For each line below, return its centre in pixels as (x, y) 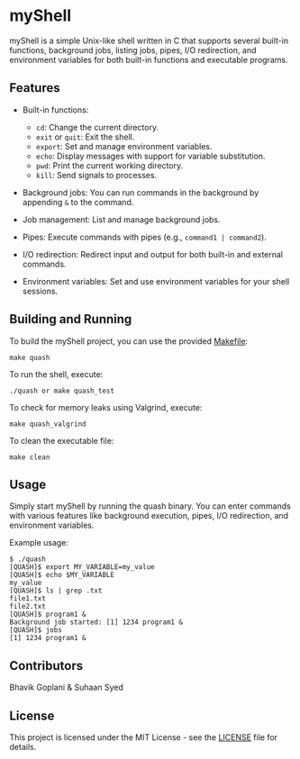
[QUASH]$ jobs (36, 630)
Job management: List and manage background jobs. (121, 219)
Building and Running (71, 319)
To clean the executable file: (62, 440)
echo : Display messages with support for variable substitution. (150, 156)
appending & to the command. (78, 202)
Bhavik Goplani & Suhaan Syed (66, 687)
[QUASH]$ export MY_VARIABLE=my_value (82, 567)
